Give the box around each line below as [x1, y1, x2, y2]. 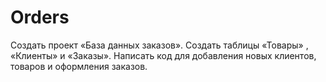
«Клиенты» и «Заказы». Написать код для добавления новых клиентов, [10, 49, 317, 61]
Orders [10, 6, 70, 29]
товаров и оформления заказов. [10, 60, 148, 72]
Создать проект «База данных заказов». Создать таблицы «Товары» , [10, 39, 309, 51]
